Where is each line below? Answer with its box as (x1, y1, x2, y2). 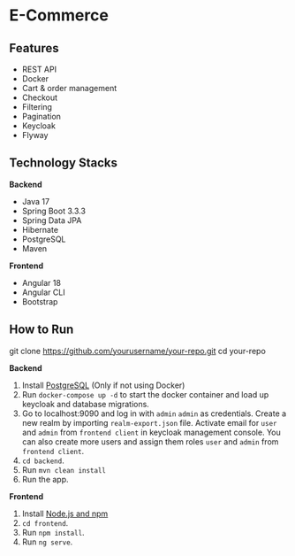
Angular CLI (21, 287, 65, 297)
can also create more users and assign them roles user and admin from (21, 436, 279, 447)
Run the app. (21, 474, 69, 484)
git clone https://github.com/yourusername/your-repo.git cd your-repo (9, 345, 267, 356)
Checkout (21, 92, 58, 103)
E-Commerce (9, 5, 109, 26)
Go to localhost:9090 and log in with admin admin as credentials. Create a (21, 408, 287, 419)
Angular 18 (21, 277, 62, 288)
